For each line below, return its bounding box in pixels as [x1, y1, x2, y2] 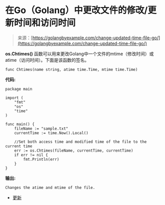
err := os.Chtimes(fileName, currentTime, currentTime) [14, 148, 134, 153]
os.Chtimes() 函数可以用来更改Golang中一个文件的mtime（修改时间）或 [5, 51, 154, 57]
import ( [5, 95, 24, 100]
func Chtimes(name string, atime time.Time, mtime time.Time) [5, 67, 138, 72]
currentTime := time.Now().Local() [14, 130, 89, 136]
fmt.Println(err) [23, 157, 59, 162]
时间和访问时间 [14, 17, 76, 29]
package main [5, 86, 33, 91]
